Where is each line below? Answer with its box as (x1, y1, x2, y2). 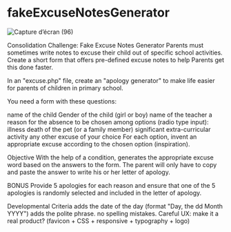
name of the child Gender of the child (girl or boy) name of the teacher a (7, 110, 212, 119)
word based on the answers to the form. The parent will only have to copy (7, 160, 217, 168)
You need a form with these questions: (7, 97, 117, 105)
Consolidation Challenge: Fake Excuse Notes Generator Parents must (7, 41, 204, 49)
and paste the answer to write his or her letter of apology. (7, 168, 170, 176)
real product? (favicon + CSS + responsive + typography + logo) (7, 216, 190, 225)
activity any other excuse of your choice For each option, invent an (7, 133, 197, 141)
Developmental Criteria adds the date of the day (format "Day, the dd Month (7, 202, 223, 210)
